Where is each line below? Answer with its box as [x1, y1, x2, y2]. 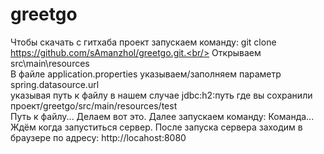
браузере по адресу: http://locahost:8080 [10, 131, 187, 143]
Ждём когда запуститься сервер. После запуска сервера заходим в [10, 121, 303, 133]
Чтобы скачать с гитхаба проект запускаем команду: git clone [10, 36, 277, 48]
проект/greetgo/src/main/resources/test [10, 99, 178, 112]
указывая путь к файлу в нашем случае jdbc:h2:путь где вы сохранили [10, 89, 313, 101]
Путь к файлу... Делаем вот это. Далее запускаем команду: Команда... [10, 110, 315, 122]
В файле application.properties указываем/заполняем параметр [10, 68, 282, 80]
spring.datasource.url [10, 78, 100, 90]
